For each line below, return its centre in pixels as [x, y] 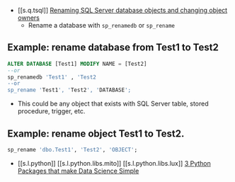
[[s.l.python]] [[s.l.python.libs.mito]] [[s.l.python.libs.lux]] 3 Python [114, 163]
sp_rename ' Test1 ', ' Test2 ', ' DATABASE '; [69, 90]
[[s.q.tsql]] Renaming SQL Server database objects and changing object [122, 10]
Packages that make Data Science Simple [78, 171]
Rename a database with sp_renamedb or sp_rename [102, 25]
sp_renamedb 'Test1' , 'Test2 [52, 77]
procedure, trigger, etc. [51, 111]
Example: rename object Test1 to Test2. [96, 133]
